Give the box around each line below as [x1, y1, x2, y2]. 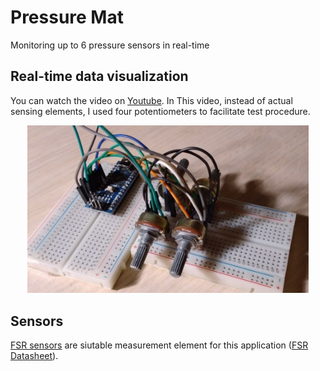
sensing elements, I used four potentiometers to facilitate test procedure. [10, 105, 311, 117]
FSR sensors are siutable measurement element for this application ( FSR [10, 339, 309, 351]
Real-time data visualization [10, 68, 189, 85]
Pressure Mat [10, 6, 124, 29]
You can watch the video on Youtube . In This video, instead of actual [10, 94, 293, 106]
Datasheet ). [10, 350, 59, 362]
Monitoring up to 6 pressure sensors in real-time [10, 39, 210, 51]
